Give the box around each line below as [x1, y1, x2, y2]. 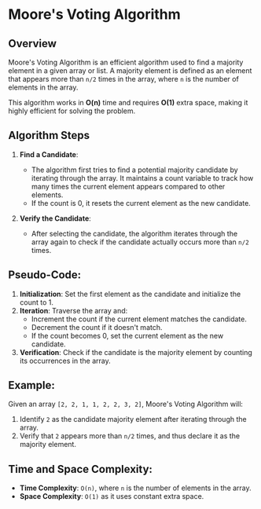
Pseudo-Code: [8, 269, 82, 282]
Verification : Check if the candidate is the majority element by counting [19, 347, 253, 357]
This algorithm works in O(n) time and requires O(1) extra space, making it [8, 98, 248, 107]
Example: [8, 379, 55, 392]
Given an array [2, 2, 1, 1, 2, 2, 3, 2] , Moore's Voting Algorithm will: [8, 399, 244, 409]
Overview [8, 37, 57, 50]
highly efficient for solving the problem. [8, 106, 136, 115]
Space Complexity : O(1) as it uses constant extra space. [19, 492, 204, 501]
